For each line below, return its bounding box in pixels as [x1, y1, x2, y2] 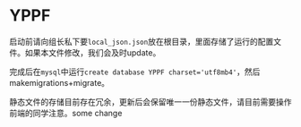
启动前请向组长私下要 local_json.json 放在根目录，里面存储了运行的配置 [9, 36, 274, 47]
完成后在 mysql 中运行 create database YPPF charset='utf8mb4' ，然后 [9, 66, 261, 77]
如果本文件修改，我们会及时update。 [24, 47, 161, 58]
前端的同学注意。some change [9, 107, 123, 118]
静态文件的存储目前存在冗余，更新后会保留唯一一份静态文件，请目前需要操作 [9, 96, 292, 107]
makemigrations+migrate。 [9, 77, 110, 88]
